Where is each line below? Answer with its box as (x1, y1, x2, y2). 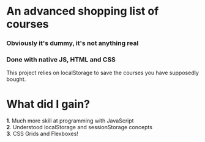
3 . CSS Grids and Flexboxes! (6, 130, 78, 138)
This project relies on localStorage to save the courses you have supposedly (6, 69, 199, 77)
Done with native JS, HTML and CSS (6, 55, 116, 64)
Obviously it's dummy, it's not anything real (6, 39, 139, 48)
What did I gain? (6, 97, 91, 111)
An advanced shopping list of (6, 4, 159, 18)
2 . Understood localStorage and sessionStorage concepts (6, 124, 153, 131)
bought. (6, 76, 26, 83)
